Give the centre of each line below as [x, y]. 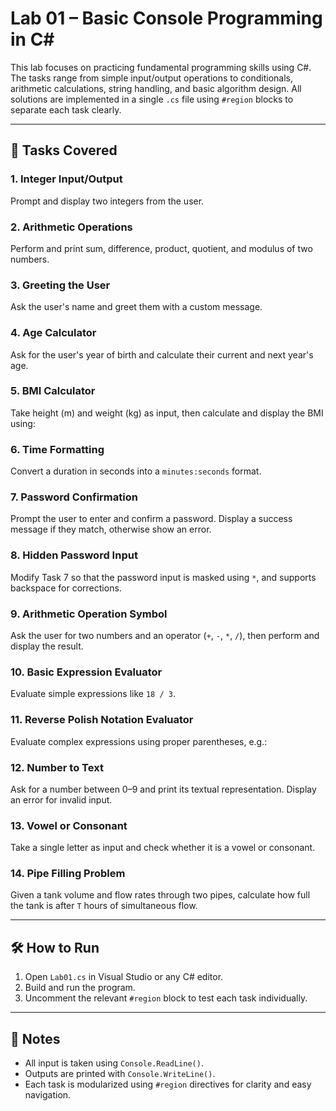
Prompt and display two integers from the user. [107, 201]
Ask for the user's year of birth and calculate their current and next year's [162, 354]
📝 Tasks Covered [64, 150]
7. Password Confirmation [74, 497]
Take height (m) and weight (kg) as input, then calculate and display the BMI [167, 413]
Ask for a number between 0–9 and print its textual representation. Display [163, 789]
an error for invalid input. [61, 799]
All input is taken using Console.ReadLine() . [114, 1063]
